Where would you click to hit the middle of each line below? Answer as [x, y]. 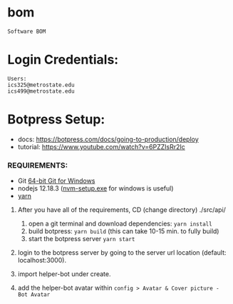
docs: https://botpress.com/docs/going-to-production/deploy [108, 139]
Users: [17, 78]
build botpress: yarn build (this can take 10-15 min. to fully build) [124, 231]
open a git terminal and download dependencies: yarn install [120, 224]
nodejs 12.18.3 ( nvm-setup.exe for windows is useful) [95, 188]
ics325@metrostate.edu [41, 85]
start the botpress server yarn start [82, 239]
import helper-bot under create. [64, 274]
